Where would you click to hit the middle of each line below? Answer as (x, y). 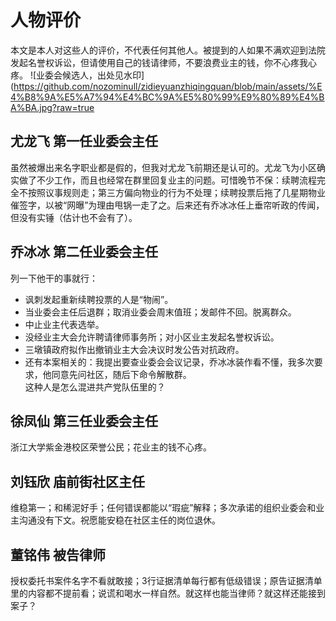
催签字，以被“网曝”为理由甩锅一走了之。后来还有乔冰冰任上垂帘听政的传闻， (167, 205)
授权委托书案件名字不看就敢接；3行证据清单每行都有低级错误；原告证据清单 (166, 580)
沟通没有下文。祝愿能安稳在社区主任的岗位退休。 (119, 520)
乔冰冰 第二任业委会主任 (84, 252)
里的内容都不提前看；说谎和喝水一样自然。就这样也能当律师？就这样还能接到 (168, 593)
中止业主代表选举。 (64, 324)
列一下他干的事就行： (54, 278)
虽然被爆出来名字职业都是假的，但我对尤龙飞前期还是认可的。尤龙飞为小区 (163, 167)
